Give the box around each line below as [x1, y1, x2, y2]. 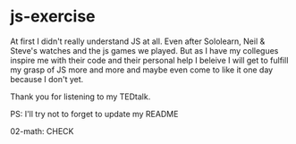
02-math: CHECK [10, 125, 74, 136]
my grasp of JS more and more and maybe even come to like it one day [10, 64, 274, 75]
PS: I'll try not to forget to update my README [10, 108, 179, 119]
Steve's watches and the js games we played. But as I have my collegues [10, 45, 279, 55]
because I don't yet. [10, 73, 84, 84]
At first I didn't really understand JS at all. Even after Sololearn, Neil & [10, 36, 266, 47]
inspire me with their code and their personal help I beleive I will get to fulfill [10, 55, 289, 65]
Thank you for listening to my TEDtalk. [10, 91, 151, 102]
